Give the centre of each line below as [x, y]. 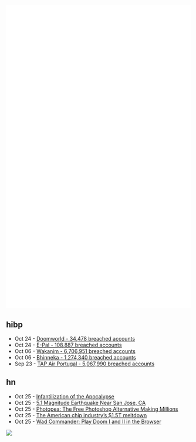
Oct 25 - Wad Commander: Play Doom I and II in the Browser [88, 421]
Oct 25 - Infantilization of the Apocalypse [64, 396]
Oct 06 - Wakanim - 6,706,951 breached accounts [75, 351]
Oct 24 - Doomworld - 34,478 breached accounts [75, 338]
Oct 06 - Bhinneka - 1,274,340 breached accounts [75, 357]
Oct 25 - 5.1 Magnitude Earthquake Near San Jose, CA [80, 403]
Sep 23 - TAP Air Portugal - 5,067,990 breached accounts [85, 364]
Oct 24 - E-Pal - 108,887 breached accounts [68, 345]
